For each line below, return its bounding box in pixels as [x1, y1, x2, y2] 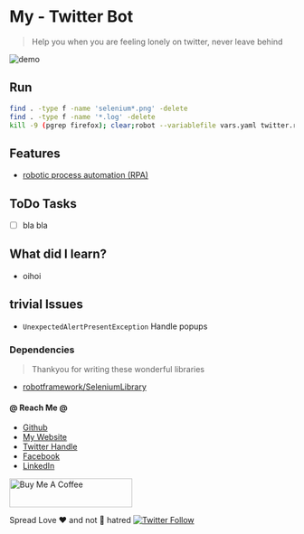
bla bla [22, 220, 48, 230]
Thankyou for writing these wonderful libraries [31, 363, 205, 374]
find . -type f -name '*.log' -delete [9, 112, 156, 121]
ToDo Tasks [9, 196, 77, 211]
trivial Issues [9, 296, 83, 313]
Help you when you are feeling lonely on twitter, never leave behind [31, 36, 283, 47]
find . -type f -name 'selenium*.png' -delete [9, 104, 188, 113]
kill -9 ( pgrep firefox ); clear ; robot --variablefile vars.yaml [9, 120, 257, 130]
